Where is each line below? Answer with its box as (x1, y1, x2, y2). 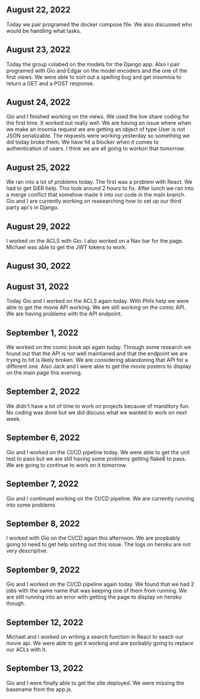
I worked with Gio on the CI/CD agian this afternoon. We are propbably (6, 534, 181, 542)
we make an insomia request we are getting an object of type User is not (6, 126, 186, 133)
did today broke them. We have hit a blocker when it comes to (6, 138, 159, 146)
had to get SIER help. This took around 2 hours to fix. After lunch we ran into (6, 185, 194, 192)
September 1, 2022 (6, 328, 79, 338)
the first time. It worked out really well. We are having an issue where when (6, 120, 192, 127)
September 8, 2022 (6, 518, 80, 528)
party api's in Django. (6, 204, 59, 211)
